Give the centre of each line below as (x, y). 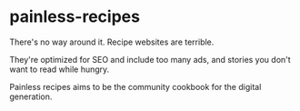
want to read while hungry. (60, 69)
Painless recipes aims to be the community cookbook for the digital (135, 86)
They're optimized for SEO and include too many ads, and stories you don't (150, 59)
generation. (31, 96)
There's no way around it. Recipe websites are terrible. (112, 42)
